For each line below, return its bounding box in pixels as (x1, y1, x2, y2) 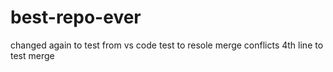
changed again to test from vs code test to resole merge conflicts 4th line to (10, 39, 324, 51)
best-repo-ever (10, 6, 142, 29)
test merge (10, 49, 55, 61)
